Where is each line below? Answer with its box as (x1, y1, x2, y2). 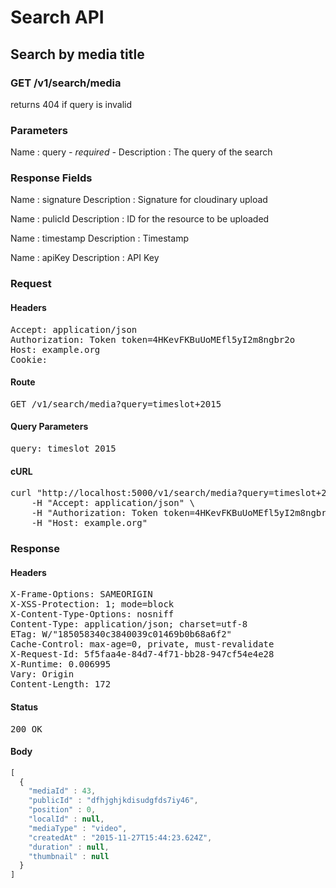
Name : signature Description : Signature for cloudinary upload (10, 194, 268, 206)
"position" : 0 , (28, 805, 97, 815)
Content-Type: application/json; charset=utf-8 (10, 619, 248, 630)
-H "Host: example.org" (31, 517, 148, 529)
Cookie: (10, 354, 48, 365)
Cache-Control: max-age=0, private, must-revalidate (10, 639, 275, 650)
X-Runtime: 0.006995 (10, 659, 112, 670)
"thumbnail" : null (28, 851, 110, 861)
